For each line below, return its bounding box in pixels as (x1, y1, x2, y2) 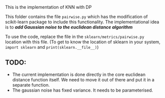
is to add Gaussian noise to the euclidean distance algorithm (5, 24, 133, 30)
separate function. (12, 82, 50, 88)
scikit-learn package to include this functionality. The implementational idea (5, 19, 160, 25)
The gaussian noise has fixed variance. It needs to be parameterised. (12, 87, 153, 93)
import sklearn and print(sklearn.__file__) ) (5, 44, 99, 50)
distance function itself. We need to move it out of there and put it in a (12, 76, 155, 83)
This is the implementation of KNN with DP (5, 4, 92, 10)
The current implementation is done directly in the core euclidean (12, 71, 146, 77)
